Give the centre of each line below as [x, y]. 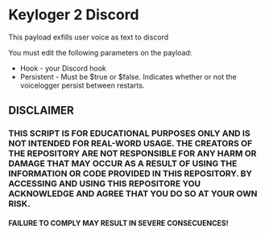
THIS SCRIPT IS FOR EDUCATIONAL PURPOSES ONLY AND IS [130, 133]
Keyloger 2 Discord [74, 15]
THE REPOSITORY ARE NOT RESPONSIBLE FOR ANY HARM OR [132, 154]
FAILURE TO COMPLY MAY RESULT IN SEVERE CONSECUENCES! [118, 223]
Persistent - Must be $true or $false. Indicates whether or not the [128, 76]
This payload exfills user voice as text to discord [89, 37]
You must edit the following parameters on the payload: [100, 52]
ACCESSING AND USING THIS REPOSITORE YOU [105, 184]
